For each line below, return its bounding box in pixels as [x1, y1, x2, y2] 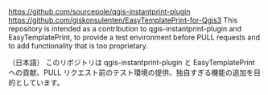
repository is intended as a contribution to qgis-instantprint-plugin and [8, 24, 242, 33]
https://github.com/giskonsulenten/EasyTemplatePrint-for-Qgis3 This [8, 15, 238, 25]
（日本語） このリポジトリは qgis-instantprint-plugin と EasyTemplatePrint [8, 58, 255, 67]
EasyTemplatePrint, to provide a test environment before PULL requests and [8, 32, 260, 42]
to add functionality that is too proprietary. [8, 41, 149, 51]
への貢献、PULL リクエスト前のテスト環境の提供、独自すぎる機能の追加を [8, 68, 254, 77]
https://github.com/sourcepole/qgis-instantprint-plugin [8, 7, 191, 16]
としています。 [14, 78, 64, 87]
